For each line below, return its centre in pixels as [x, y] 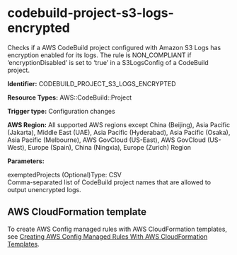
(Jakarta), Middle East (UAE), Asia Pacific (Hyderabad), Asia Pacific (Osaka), [119, 132]
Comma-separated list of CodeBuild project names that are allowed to [109, 182]
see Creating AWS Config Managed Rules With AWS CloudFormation [108, 236]
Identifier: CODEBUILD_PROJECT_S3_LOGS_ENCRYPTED [92, 83]
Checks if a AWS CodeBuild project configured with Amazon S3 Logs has [114, 47]
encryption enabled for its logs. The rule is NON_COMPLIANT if [99, 55]
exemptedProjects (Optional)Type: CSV [65, 174]
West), [17, 147]
